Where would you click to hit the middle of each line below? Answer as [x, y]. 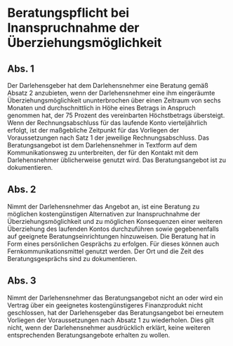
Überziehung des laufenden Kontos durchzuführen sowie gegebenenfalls [113, 229]
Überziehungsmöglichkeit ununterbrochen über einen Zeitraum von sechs [114, 100]
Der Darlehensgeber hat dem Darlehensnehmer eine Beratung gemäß [108, 85]
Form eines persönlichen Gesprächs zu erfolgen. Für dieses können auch [113, 244]
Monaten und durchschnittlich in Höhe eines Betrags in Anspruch [102, 108]
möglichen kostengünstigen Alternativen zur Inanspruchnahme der [104, 214]
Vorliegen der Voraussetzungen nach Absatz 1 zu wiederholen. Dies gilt [111, 320]
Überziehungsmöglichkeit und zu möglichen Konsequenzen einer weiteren [115, 221]
